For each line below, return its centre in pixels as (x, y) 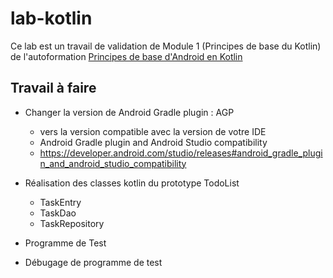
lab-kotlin (51, 18)
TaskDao (58, 213)
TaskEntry (60, 202)
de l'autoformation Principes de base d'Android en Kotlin (126, 56)
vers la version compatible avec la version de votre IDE (153, 131)
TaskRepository (72, 223)
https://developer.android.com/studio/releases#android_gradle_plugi (181, 153)
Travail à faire (53, 88)
